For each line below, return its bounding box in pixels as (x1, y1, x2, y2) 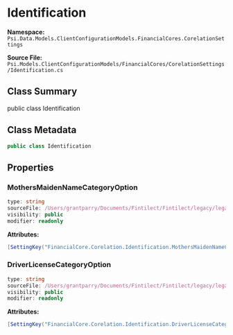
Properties (7, 162, 54, 173)
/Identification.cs (7, 67, 64, 74)
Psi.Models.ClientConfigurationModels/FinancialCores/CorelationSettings (7, 60, 225, 67)
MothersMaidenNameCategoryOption (7, 182, 138, 192)
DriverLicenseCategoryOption (7, 260, 112, 270)
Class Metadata (7, 124, 77, 136)
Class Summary (7, 85, 78, 98)
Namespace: (7, 28, 45, 36)
